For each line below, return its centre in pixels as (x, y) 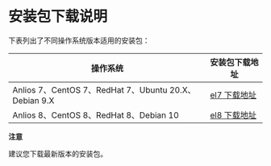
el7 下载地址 (233, 95)
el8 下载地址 (233, 115)
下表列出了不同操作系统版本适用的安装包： (79, 40)
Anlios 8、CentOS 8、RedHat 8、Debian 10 (96, 115)
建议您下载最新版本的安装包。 (58, 153)
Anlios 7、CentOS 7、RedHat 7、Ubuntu (90, 89)
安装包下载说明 (58, 17)
